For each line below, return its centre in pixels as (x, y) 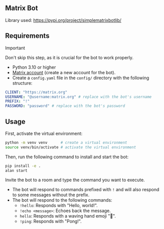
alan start (16, 171)
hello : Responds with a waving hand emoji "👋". (68, 216)
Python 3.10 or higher (34, 67)
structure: (22, 83)
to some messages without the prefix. (51, 195)
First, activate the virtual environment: (44, 133)
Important (15, 48)
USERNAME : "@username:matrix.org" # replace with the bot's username (79, 97)
